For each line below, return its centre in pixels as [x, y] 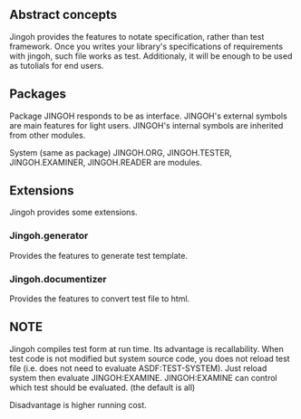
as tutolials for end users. [57, 65]
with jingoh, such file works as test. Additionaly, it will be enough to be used [151, 56]
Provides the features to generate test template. [99, 255]
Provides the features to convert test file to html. [100, 299]
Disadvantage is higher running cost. [78, 405]
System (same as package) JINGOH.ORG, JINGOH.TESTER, [121, 152]
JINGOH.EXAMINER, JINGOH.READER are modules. [106, 162]
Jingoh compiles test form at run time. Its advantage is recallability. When [146, 348]
